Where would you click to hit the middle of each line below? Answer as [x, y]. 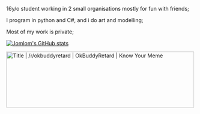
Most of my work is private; [40, 32]
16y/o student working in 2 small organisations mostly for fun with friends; [98, 9]
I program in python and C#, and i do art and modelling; [75, 20]
